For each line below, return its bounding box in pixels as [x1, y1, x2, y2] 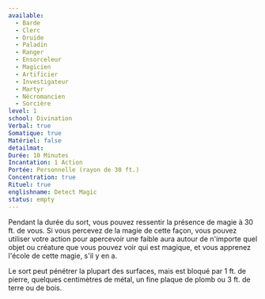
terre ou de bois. [8, 282, 62, 293]
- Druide [15, 33, 44, 42]
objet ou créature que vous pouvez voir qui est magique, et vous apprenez [8, 242, 252, 252]
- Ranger [15, 48, 44, 56]
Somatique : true [8, 129, 62, 137]
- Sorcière [15, 100, 51, 108]
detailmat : [8, 144, 44, 152]
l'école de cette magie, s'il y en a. [8, 251, 117, 260]
